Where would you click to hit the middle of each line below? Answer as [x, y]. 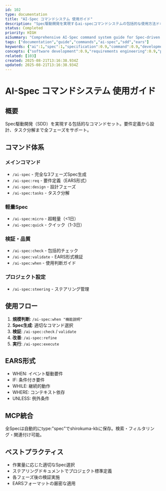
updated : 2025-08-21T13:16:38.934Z [42, 65]
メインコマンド [23, 163]
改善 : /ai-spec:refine [35, 337]
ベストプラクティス [34, 452]
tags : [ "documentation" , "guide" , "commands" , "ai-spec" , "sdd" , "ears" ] [77, 42]
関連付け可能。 [29, 435]
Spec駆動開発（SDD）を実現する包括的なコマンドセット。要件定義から [78, 124]
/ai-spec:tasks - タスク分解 [41, 193]
